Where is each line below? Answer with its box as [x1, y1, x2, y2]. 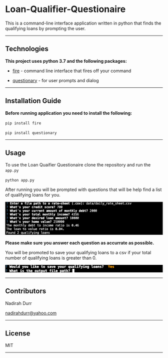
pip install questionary [5, 130, 57, 135]
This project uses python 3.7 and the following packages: [5, 58, 127, 64]
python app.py [5, 178, 35, 183]
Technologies [5, 45, 49, 53]
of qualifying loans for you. [5, 192, 61, 198]
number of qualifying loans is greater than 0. [5, 255, 97, 261]
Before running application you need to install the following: [5, 110, 132, 116]
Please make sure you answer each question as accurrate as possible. [5, 240, 154, 246]
